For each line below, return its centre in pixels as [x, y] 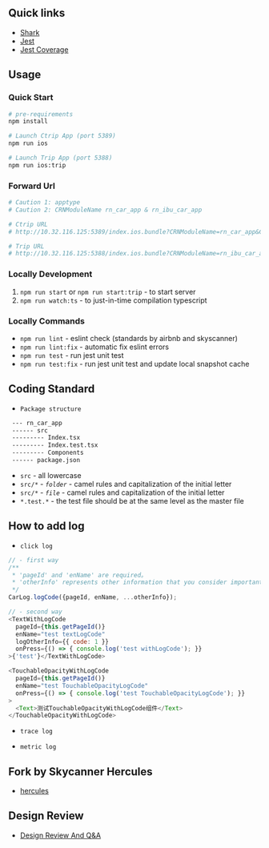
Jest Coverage [44, 49]
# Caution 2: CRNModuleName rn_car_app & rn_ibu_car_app [105, 210]
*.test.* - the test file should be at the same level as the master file [132, 500]
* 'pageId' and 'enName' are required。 [79, 575]
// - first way [34, 560]
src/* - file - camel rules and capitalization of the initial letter [122, 492]
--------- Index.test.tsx [55, 445]
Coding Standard [52, 389]
